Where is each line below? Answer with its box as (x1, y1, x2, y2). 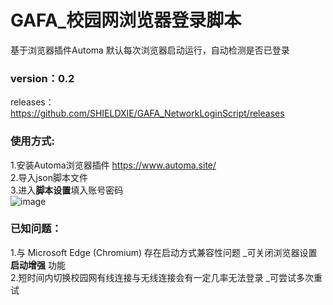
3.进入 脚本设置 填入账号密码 (10, 184, 124, 196)
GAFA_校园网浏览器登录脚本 (10, 9, 242, 32)
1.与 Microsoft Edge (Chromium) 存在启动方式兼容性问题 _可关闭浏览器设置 (10, 246, 318, 258)
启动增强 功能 (10, 259, 66, 271)
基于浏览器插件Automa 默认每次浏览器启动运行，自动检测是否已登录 (10, 44, 290, 56)
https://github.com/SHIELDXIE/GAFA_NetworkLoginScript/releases (10, 107, 285, 120)
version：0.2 (10, 71, 75, 85)
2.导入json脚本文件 (10, 171, 89, 183)
